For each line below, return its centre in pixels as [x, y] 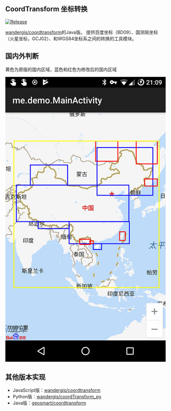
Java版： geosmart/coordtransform [49, 403]
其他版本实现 [25, 377]
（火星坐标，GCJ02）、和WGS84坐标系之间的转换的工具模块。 [71, 38]
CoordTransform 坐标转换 [47, 9]
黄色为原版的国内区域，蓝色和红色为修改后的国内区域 [61, 69]
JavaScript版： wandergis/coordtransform [56, 390]
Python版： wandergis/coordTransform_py [57, 397]
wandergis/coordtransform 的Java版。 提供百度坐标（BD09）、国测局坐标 [82, 32]
